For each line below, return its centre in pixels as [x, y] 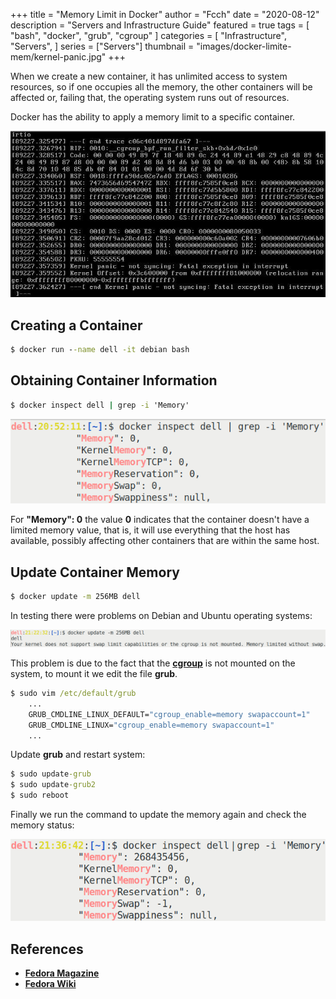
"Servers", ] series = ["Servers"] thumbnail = [102, 46]
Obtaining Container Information [114, 380]
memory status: [42, 825]
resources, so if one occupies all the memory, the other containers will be [161, 87]
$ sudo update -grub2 [53, 785]
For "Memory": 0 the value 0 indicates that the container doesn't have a [160, 520]
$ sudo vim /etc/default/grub [73, 694]
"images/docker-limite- [244, 46]
